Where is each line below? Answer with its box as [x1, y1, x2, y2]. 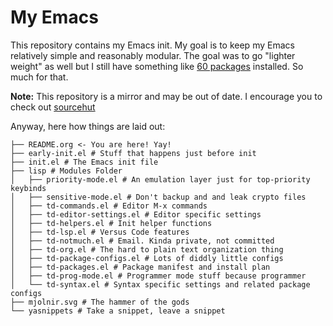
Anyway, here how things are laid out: [10, 120, 166, 132]
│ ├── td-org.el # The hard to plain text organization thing [10, 244, 284, 255]
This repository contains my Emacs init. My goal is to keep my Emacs [10, 39, 295, 51]
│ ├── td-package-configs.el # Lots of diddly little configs [10, 253, 284, 263]
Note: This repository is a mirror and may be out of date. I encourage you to [10, 90, 323, 102]
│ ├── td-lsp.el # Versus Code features [10, 227, 190, 237]
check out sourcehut [10, 101, 96, 113]
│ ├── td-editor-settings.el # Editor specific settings [10, 209, 262, 220]
